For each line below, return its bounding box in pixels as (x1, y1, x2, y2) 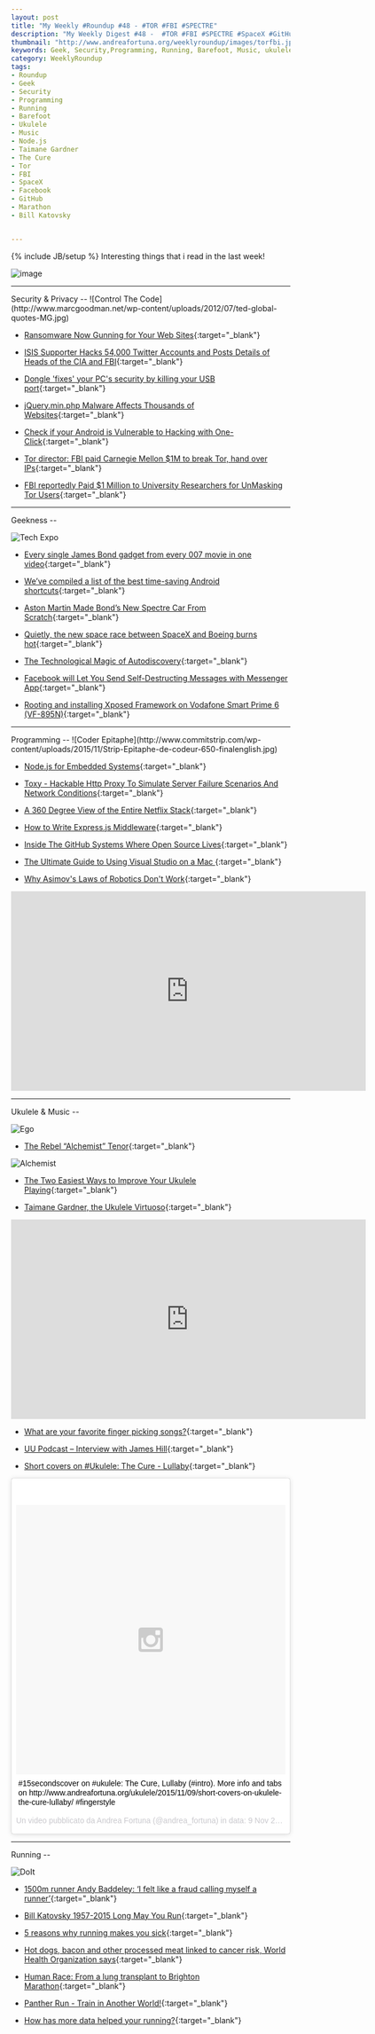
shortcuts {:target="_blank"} (23, 585, 126, 595)
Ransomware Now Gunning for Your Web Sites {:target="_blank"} (23, 329, 261, 340)
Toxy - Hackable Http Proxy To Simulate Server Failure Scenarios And (23, 778, 279, 789)
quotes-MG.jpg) (11, 312, 70, 323)
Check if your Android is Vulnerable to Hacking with (23, 427, 214, 437)
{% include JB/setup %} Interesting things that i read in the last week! (11, 250, 266, 262)
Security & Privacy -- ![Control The (11, 294, 138, 304)
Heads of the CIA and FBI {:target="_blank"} (23, 356, 184, 366)
